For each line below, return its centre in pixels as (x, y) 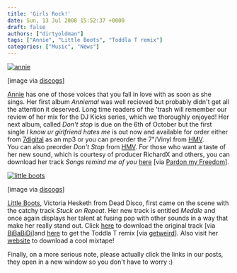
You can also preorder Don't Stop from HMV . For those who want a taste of (117, 147)
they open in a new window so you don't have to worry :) (90, 262)
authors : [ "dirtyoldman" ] (45, 34)
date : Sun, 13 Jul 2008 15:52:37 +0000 (66, 21)
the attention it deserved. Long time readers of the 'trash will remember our (117, 109)
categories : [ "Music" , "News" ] (53, 47)
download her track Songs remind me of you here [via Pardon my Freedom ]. (118, 162)
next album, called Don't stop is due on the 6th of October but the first (110, 124)
